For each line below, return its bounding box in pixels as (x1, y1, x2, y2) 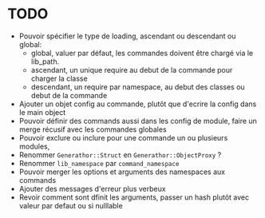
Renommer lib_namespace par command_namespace (18, 158, 180, 168)
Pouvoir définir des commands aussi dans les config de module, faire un (18, 116, 257, 125)
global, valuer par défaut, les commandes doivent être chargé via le (30, 48, 254, 57)
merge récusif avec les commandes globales (18, 125, 167, 134)
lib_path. (30, 57, 60, 66)
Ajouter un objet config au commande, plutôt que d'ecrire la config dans (18, 99, 257, 109)
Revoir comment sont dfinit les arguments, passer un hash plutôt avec (18, 192, 249, 202)
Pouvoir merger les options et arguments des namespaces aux (18, 167, 225, 176)
